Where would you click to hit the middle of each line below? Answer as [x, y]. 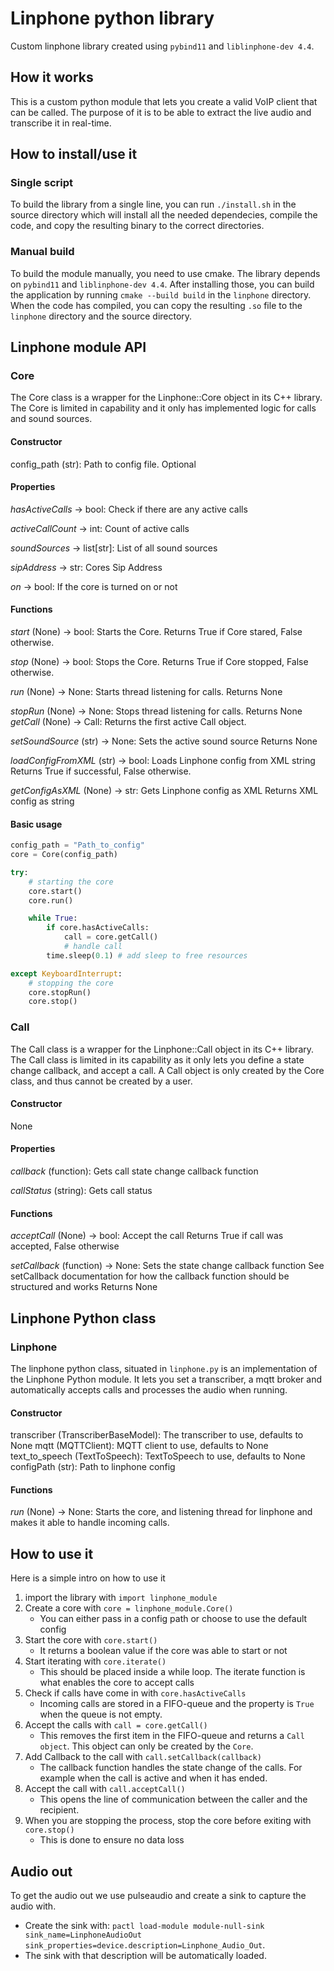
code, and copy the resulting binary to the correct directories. [137, 226]
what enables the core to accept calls [117, 1683]
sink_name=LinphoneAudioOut [83, 1935]
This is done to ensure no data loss [112, 1840]
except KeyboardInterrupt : [66, 973]
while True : [53, 918]
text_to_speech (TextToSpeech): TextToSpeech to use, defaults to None [158, 1456]
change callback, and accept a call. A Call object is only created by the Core [167, 1070]
